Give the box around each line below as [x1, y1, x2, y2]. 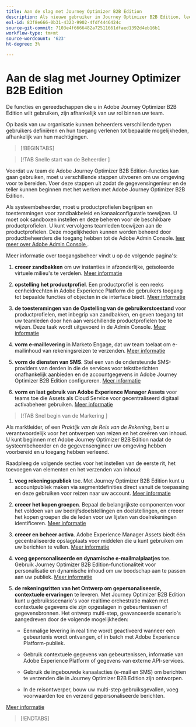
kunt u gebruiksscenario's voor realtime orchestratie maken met [14, 597, 169, 604]
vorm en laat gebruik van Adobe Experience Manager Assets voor [14, 388, 177, 395]
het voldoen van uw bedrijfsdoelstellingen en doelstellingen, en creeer [14, 507, 184, 514]
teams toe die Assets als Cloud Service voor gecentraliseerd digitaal [14, 394, 179, 401]
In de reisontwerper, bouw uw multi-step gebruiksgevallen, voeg [23, 685, 179, 693]
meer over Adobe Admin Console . [6, 240, 89, 247]
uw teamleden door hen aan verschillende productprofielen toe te [14, 317, 173, 324]
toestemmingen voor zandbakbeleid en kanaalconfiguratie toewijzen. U [6, 209, 177, 216]
